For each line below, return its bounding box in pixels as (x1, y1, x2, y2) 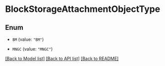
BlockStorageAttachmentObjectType (5, 3, 161, 15)
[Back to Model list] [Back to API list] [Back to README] (5, 56, 119, 62)
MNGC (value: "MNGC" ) (12, 46, 53, 52)
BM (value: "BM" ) (12, 36, 44, 42)
